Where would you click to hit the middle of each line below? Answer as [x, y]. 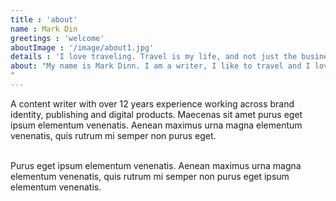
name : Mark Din [44, 29]
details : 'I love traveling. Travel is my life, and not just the [154, 57]
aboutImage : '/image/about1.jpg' [82, 47]
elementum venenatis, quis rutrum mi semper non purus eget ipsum [150, 176]
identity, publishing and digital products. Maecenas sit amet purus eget [156, 114]
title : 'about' [44, 19]
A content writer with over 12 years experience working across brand [152, 103]
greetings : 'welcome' [57, 38]
